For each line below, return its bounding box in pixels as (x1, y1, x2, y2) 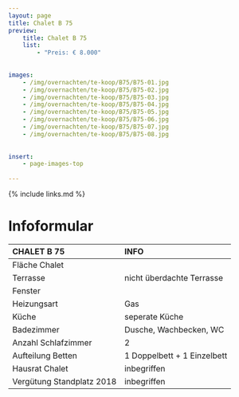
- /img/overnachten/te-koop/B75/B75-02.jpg (22, 85, 170, 94)
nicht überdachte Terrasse (124, 272, 223, 283)
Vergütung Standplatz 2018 (12, 375, 117, 387)
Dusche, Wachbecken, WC (124, 324, 225, 335)
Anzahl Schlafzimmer (12, 336, 92, 348)
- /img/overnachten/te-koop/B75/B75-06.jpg (22, 116, 170, 124)
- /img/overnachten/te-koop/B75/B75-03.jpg (22, 93, 170, 101)
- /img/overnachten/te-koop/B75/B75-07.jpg (22, 123, 170, 131)
